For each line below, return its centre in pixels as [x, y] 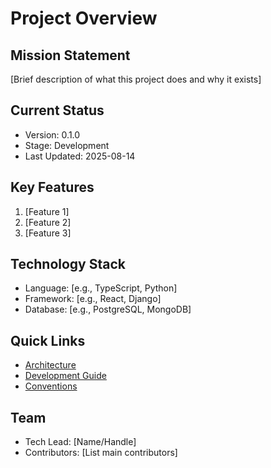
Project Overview [84, 18]
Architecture [50, 365]
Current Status [57, 110]
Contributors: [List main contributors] [101, 453]
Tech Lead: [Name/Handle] [80, 442]
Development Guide [65, 376]
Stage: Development [67, 145]
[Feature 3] [48, 233]
